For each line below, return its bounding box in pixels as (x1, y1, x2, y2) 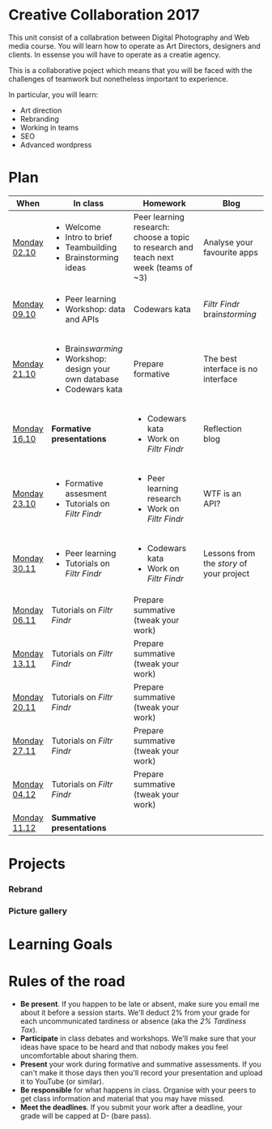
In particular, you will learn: (8, 89, 99, 99)
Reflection (203, 423, 242, 434)
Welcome (65, 221, 101, 233)
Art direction (19, 105, 62, 115)
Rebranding (19, 113, 59, 123)
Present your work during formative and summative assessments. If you (19, 1059, 261, 1069)
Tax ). (19, 1025, 38, 1035)
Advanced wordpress (19, 139, 92, 149)
